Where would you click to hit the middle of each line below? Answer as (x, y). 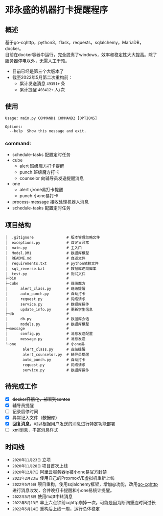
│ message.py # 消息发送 (45, 339)
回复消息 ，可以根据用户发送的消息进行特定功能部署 (64, 424)
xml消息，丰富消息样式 (35, 430)
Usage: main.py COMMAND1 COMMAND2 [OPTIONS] (51, 118)
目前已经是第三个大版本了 (38, 71)
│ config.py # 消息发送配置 (49, 334)
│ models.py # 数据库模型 (47, 324)
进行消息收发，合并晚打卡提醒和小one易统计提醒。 (63, 490)
